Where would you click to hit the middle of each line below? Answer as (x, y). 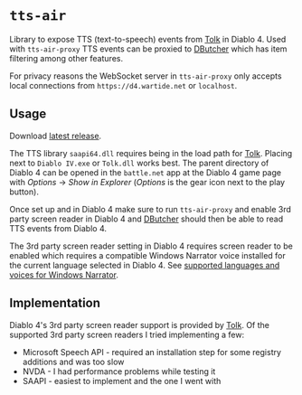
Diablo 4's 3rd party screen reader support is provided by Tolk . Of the (139, 324)
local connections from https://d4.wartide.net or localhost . (123, 85)
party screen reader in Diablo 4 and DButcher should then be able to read (146, 219)
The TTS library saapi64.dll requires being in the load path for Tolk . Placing (151, 153)
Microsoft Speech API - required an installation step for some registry (152, 352)
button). (24, 192)
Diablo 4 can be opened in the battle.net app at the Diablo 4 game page (146, 172)
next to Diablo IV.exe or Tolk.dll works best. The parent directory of (139, 163)
